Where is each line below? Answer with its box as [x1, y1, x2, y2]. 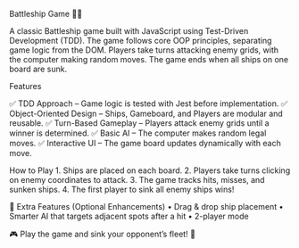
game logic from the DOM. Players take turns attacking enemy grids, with [9, 45, 279, 55]
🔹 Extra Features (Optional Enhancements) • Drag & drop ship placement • [9, 202, 284, 211]
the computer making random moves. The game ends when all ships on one [9, 54, 288, 64]
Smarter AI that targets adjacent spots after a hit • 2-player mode [9, 211, 249, 221]
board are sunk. [9, 63, 68, 74]
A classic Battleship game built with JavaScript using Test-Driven [9, 26, 249, 36]
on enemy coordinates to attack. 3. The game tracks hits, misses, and [9, 175, 265, 185]
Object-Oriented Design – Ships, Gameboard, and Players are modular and [9, 108, 283, 119]
